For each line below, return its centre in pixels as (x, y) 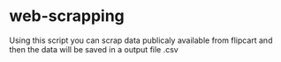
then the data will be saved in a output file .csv (94, 49)
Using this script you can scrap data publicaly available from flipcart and (141, 40)
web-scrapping (67, 16)
